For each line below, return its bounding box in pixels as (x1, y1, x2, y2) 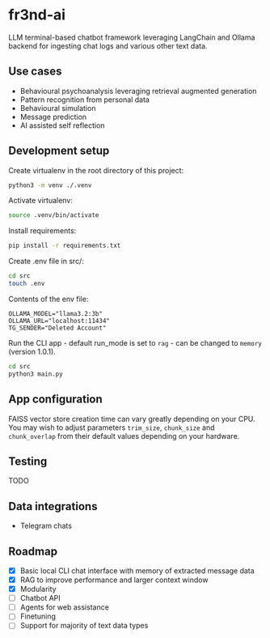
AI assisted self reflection (19, 120, 105, 130)
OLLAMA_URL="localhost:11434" (8, 317, 111, 325)
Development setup (8, 144, 110, 158)
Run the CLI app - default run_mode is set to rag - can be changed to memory (8, 338, 263, 347)
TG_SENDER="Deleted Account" (8, 324, 107, 332)
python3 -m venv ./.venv (8, 181, 92, 189)
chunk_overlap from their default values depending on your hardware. (8, 431, 240, 440)
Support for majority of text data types (19, 621, 149, 631)
